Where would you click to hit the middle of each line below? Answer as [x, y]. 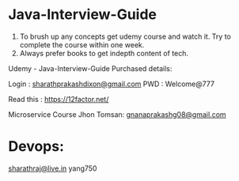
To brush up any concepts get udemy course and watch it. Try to [125, 36]
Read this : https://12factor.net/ [59, 99]
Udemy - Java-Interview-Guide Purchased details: [90, 68]
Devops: [36, 147]
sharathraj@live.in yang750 [53, 168]
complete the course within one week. [82, 44]
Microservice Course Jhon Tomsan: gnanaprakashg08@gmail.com [118, 114]
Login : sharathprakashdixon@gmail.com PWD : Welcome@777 [112, 84]
